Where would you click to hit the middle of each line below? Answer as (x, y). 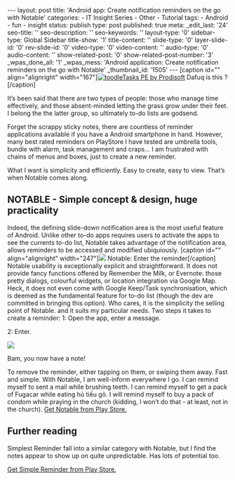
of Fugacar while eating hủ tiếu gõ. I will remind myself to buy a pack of (110, 394)
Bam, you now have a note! (46, 358)
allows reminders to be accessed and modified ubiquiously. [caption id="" (114, 250)
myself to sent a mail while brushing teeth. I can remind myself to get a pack (117, 387)
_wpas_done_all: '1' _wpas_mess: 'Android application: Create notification (113, 62)
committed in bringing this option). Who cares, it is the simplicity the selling (116, 303)
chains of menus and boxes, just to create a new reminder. (92, 156)
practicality (33, 211)
